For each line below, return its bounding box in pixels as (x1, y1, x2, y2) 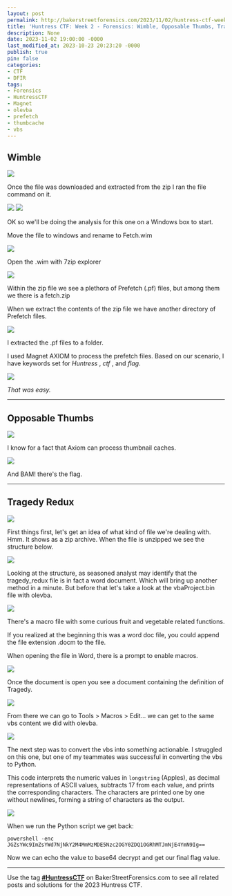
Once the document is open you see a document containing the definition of (7, 677, 224, 686)
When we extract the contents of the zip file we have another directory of (7, 305, 216, 313)
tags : (7, 81, 23, 88)
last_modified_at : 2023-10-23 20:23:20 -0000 (7, 42, 140, 49)
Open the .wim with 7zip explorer (7, 257, 101, 266)
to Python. (7, 760, 37, 768)
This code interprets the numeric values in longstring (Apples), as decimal (7, 773, 220, 782)
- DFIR (7, 74, 26, 82)
